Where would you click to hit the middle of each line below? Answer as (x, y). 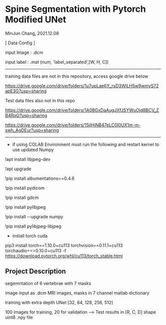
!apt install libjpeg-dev (28, 159)
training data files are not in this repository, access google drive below (77, 76)
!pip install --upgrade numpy (34, 216)
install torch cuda (30, 236)
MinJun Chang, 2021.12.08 (32, 33)
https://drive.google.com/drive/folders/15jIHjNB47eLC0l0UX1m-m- (73, 125)
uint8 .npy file (19, 317)
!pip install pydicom (25, 188)
